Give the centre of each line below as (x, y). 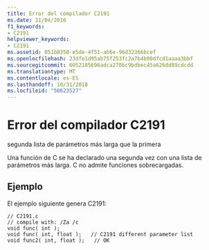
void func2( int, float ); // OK (58, 240)
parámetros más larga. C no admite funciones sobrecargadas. (96, 165)
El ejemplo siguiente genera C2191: (57, 203)
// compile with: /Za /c (43, 222)
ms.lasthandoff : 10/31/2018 (48, 84)
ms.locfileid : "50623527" (44, 91)
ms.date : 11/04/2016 (37, 20)
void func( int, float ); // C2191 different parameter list (100, 234)
